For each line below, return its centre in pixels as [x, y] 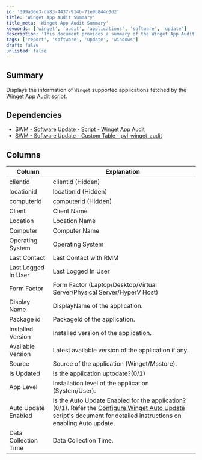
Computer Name [76, 231]
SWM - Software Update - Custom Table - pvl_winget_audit [88, 136]
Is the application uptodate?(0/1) [99, 373]
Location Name [74, 221]
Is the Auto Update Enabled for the [101, 400]
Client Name [70, 211]
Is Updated [25, 373]
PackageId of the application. [94, 319]
